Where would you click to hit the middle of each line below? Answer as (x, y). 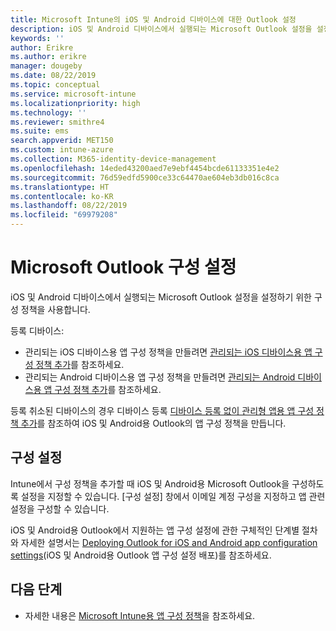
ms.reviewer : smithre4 (57, 122)
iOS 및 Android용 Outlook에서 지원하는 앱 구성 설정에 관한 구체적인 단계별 (155, 530)
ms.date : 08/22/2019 (53, 76)
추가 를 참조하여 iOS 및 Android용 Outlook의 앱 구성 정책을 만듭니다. (153, 423)
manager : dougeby (46, 66)
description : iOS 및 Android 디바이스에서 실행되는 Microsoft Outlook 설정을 (161, 29)
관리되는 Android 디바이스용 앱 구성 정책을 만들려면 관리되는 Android (160, 377)
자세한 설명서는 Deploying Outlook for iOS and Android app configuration (169, 542)
